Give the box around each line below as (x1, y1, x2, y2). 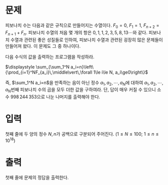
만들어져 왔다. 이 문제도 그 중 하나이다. (5, 43, 81, 49)
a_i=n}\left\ (70, 64, 94, 70)
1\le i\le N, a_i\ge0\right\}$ (93, 69, 148, 75)
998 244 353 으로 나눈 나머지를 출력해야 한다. (10, 94, 100, 100)
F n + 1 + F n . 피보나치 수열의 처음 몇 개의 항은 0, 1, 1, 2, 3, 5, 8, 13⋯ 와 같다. (5, 29, 148, 37)
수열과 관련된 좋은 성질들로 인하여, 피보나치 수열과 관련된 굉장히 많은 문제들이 (10, 36, 163, 43)
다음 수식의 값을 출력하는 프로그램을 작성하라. (5, 53, 95, 59)
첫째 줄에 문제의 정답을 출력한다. (5, 174, 69, 180)
